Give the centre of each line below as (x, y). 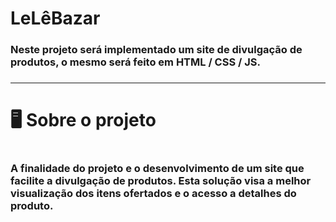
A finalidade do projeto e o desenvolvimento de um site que (157, 169)
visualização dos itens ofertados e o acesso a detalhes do (153, 194)
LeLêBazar (55, 18)
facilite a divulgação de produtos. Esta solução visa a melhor (161, 181)
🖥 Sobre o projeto (83, 120)
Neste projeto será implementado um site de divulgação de (156, 50)
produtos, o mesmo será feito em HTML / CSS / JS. (135, 62)
